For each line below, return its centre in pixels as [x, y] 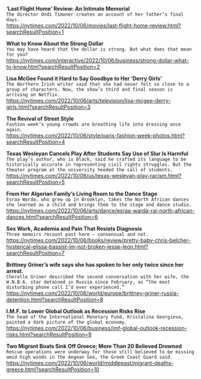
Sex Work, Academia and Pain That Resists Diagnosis [74, 229]
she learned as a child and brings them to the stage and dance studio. [99, 205]
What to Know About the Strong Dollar [55, 44]
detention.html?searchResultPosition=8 [55, 299]
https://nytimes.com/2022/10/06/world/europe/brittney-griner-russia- [92, 293]
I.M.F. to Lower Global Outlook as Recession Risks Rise [76, 311]
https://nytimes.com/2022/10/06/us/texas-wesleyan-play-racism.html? [94, 176]
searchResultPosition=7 [35, 253]
